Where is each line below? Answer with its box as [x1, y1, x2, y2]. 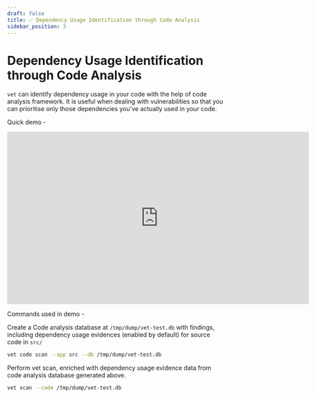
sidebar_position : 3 [7, 23, 67, 30]
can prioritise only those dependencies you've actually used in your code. [7, 105, 217, 113]
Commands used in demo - [7, 310, 85, 318]
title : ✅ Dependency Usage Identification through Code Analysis [7, 17, 200, 23]
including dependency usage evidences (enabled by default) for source [7, 330, 210, 339]
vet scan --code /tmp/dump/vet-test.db [7, 384, 122, 392]
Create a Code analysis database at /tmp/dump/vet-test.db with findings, [7, 324, 215, 332]
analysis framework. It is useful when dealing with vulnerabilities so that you [7, 97, 224, 106]
